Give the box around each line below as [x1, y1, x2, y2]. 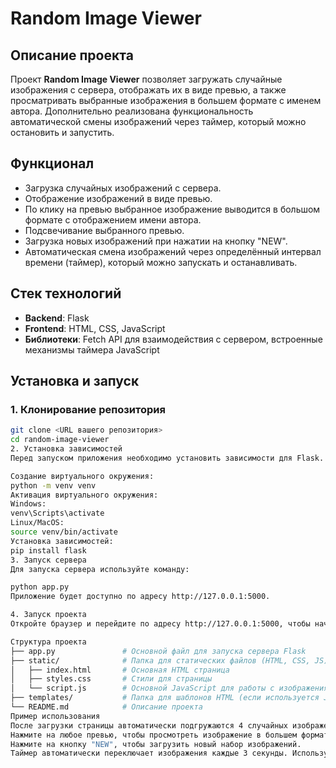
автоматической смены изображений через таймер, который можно [10, 116, 307, 127]
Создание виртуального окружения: [10, 471, 155, 481]
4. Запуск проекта [10, 610, 87, 620]
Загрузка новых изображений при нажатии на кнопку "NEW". [24, 235, 288, 247]
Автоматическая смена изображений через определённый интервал [24, 245, 322, 257]
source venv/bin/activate [10, 527, 118, 537]
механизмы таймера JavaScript [24, 343, 160, 356]
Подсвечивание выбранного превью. [24, 224, 185, 236]
